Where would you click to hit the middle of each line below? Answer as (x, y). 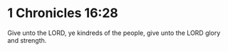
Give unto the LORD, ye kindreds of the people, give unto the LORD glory (114, 33)
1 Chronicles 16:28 (63, 13)
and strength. (27, 40)
